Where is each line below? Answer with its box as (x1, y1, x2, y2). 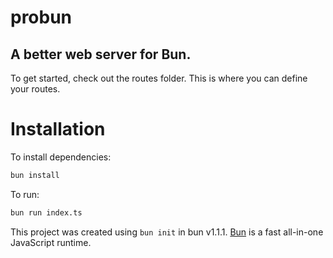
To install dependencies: (10, 151, 112, 163)
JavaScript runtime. (10, 236, 92, 248)
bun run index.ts (10, 207, 83, 218)
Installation (10, 118, 106, 141)
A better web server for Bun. (10, 46, 192, 63)
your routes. (10, 83, 61, 95)
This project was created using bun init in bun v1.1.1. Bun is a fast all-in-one (10, 226, 324, 238)
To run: (10, 188, 40, 200)
